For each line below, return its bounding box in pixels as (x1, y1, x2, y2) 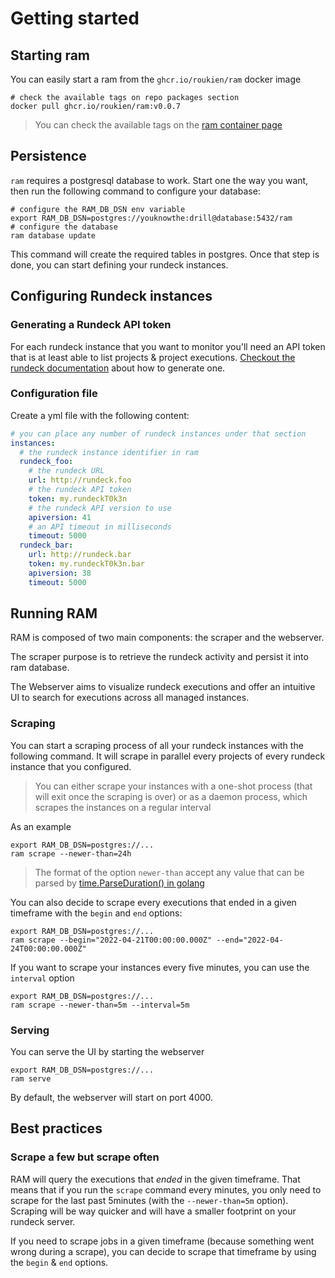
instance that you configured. (10, 760, 132, 772)
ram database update (10, 230, 97, 241)
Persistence (10, 148, 87, 165)
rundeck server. (10, 1215, 76, 1227)
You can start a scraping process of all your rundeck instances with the (10, 739, 304, 751)
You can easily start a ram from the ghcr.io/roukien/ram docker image (10, 73, 302, 85)
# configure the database (10, 222, 118, 232)
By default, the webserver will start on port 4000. (10, 1092, 214, 1104)
